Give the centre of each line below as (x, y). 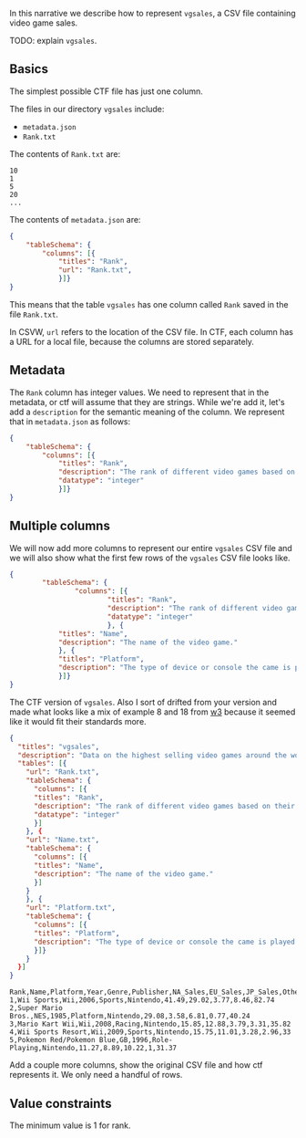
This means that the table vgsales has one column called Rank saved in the (149, 304)
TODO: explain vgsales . (53, 41)
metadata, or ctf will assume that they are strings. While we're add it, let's (147, 402)
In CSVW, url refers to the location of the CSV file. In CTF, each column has (152, 331)
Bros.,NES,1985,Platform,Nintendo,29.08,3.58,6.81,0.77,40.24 (130, 1017)
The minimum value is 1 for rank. (70, 1125)
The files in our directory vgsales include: (87, 109)
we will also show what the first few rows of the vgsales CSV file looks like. (150, 558)
